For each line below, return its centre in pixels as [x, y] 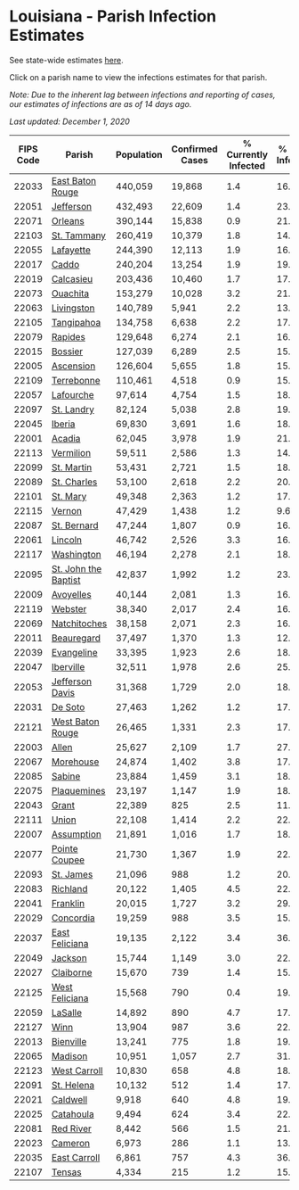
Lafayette [71, 250]
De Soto [68, 707]
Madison [69, 1056]
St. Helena [73, 1085]
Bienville [69, 1041]
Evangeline [74, 652]
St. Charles [74, 482]
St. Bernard [75, 525]
